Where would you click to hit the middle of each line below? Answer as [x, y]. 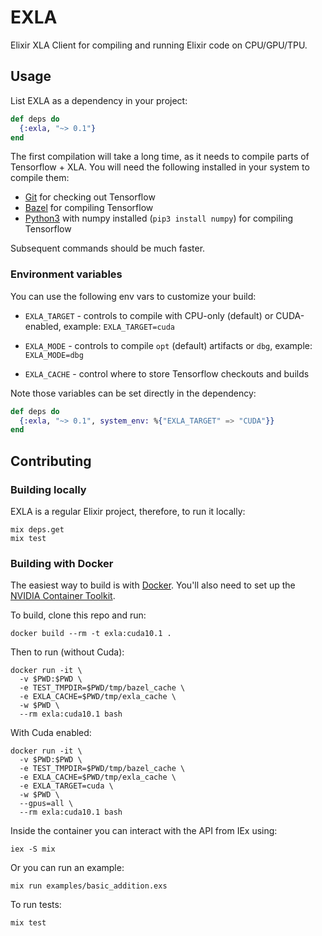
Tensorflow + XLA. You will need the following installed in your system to [160, 167]
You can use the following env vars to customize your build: [133, 296]
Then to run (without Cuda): [67, 652]
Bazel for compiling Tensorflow [89, 208]
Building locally [48, 489]
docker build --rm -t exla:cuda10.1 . [91, 634]
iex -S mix [33, 849]
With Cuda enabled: [51, 733]
